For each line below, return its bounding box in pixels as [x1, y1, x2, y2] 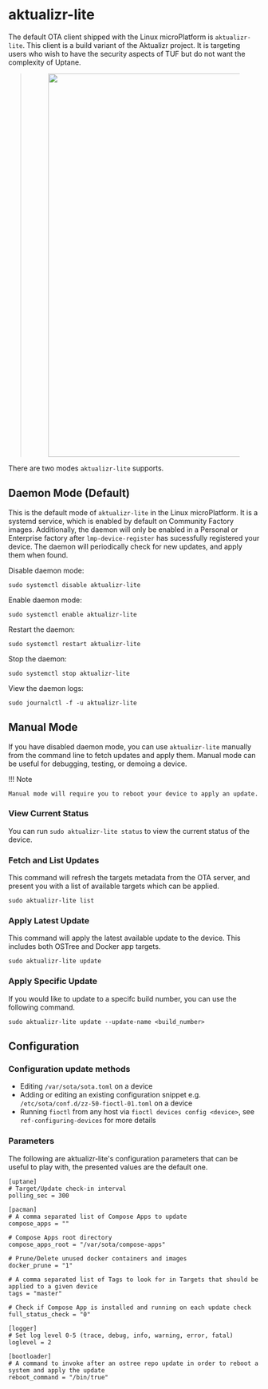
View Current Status [8, 808, 89, 820]
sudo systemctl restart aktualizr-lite [8, 640, 141, 648]
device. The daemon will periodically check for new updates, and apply [8, 542, 243, 551]
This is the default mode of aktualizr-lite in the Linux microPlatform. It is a [8, 507, 258, 517]
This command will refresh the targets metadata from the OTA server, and [8, 873, 250, 883]
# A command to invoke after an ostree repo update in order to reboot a [8, 1359, 259, 1367]
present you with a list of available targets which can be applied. [8, 881, 219, 891]
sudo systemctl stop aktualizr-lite [8, 669, 130, 677]
